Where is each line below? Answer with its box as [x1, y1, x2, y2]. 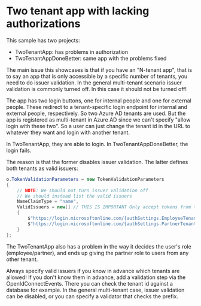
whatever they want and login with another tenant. [6, 129, 130, 136]
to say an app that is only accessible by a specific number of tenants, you [6, 72, 188, 80]
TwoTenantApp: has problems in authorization [14, 48, 129, 55]
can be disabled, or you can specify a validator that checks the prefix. [6, 292, 178, 300]
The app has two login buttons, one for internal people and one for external [6, 97, 191, 104]
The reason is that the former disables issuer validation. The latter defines [6, 158, 188, 165]
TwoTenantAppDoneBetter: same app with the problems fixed [14, 54, 167, 62]
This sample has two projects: [6, 37, 80, 44]
